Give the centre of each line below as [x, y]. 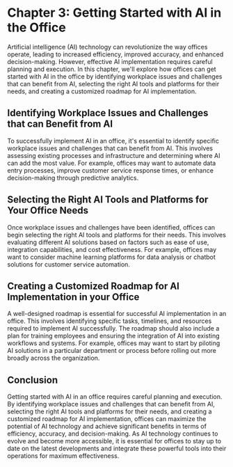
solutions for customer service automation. [69, 264]
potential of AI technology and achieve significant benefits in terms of [107, 427]
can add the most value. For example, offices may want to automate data [112, 163]
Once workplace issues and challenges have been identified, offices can [111, 227]
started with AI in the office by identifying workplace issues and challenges [115, 76]
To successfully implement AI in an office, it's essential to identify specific [113, 141]
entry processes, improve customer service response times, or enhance [111, 170]
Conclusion [33, 380]
